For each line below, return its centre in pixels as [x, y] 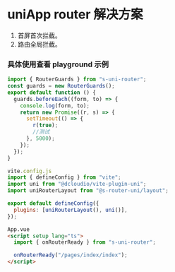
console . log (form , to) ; [55, 106]
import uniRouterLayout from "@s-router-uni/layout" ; [88, 191]
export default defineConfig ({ [53, 203]
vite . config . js [30, 171]
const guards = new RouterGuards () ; [61, 86]
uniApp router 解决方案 [75, 14]
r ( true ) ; [46, 125]
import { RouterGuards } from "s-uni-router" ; [77, 79]
